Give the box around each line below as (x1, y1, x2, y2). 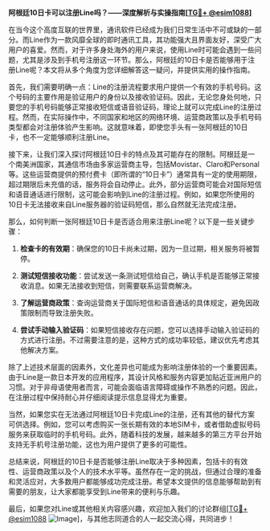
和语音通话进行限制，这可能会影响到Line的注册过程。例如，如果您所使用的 (8, 190, 255, 199)
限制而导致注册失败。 (27, 308, 98, 317)
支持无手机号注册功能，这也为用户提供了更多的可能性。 (8, 439, 191, 449)
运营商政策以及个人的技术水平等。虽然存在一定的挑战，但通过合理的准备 (22, 467, 262, 476)
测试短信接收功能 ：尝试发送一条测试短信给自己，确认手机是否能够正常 (19, 271, 253, 280)
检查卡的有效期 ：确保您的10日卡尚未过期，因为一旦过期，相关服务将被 (19, 244, 253, 253)
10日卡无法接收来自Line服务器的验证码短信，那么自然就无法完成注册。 (8, 200, 241, 209)
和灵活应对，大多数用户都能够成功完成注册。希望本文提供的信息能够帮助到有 (8, 477, 262, 486)
